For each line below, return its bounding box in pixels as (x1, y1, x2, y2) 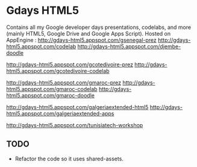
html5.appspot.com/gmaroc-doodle (6, 92, 95, 99)
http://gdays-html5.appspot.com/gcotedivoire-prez (6, 61, 134, 68)
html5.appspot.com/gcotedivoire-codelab (6, 67, 110, 74)
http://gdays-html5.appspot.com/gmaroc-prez (6, 79, 122, 86)
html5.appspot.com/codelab (6, 43, 77, 50)
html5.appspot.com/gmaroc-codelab (6, 85, 98, 92)
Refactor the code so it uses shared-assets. (14, 155, 124, 162)
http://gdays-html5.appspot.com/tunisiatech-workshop (6, 121, 143, 128)
